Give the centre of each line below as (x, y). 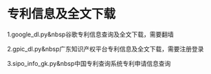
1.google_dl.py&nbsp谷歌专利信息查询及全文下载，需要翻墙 (90, 34)
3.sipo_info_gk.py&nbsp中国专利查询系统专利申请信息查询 (89, 63)
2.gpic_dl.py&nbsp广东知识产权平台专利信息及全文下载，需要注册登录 (105, 49)
